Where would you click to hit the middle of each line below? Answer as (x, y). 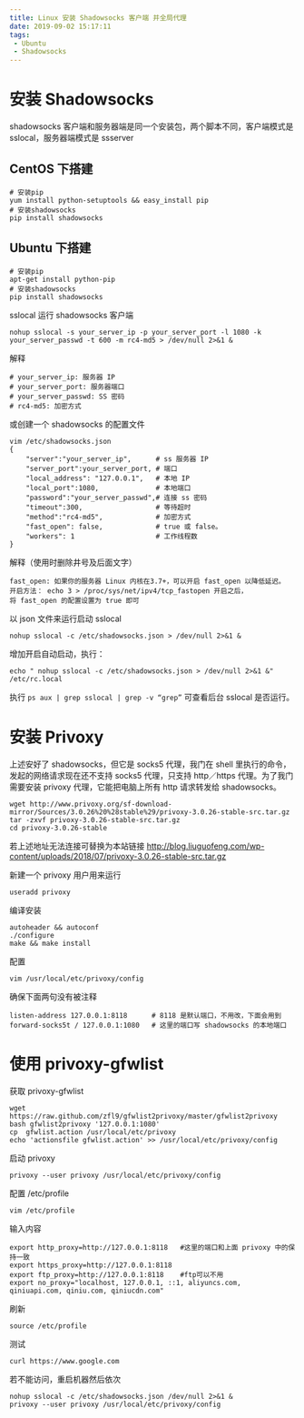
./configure (32, 935)
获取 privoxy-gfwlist (47, 1091)
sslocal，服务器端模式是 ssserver (72, 138)
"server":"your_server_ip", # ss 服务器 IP (117, 459)
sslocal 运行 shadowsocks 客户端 (72, 315)
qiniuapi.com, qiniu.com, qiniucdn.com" (87, 1291)
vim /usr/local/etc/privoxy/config (77, 979)
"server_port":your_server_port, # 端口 (102, 468)
